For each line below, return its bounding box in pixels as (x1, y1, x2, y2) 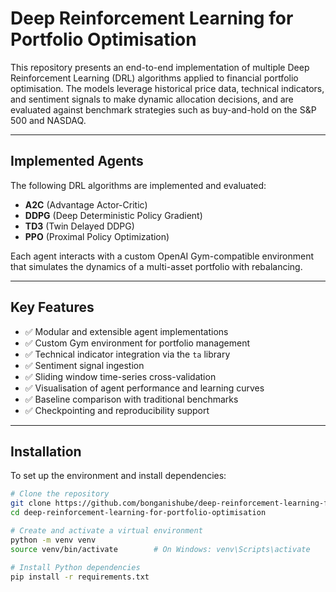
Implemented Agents (10, 153, 144, 170)
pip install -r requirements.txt (10, 572, 150, 582)
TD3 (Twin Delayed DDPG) (24, 220, 135, 232)
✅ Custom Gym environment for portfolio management (24, 337, 251, 349)
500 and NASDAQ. (10, 114, 87, 126)
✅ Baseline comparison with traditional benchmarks (24, 393, 239, 405)
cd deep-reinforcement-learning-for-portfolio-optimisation (10, 508, 267, 518)
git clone (10, 498, 52, 509)
